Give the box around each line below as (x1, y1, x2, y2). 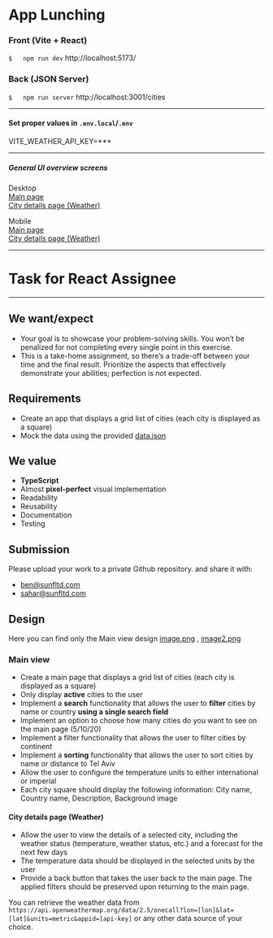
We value (8, 454, 57, 468)
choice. (8, 922, 34, 932)
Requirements (8, 392, 81, 406)
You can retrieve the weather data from (8, 897, 140, 908)
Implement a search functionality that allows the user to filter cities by (19, 698, 256, 709)
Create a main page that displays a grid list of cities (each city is (19, 673, 235, 683)
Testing (19, 519, 46, 529)
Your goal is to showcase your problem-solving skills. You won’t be (19, 334, 245, 343)
